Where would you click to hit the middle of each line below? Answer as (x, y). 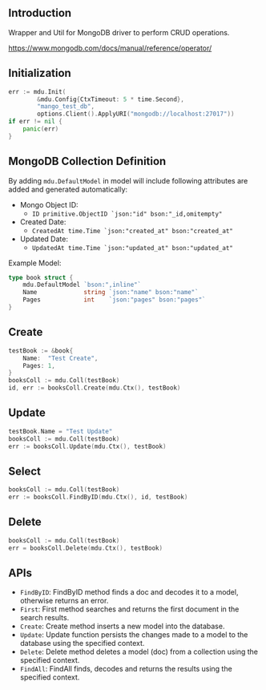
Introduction (40, 13)
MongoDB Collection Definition (87, 161)
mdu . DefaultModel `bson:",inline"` (82, 285)
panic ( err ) (41, 129)
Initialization (40, 73)
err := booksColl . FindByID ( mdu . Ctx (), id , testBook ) (98, 497)
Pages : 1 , (39, 365)
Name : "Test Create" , (60, 358)
